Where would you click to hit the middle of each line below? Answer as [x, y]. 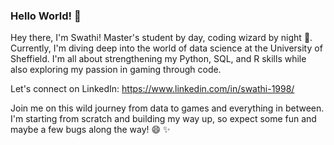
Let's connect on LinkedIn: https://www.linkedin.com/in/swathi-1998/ [152, 89]
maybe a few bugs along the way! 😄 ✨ [90, 130]
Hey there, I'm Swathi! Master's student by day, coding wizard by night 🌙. [161, 38]
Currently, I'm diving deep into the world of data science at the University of [166, 48]
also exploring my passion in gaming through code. [116, 70]
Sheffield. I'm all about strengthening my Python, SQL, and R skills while [158, 59]
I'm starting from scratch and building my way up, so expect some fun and [163, 119]
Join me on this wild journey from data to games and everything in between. [167, 108]
